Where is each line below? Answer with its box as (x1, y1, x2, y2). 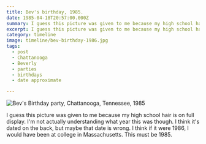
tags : (6, 44, 20, 50)
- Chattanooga (12, 55, 48, 61)
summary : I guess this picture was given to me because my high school (6, 20, 193, 26)
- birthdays (12, 72, 43, 78)
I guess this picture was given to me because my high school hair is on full (6, 112, 194, 119)
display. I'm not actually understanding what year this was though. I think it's (6, 118, 200, 126)
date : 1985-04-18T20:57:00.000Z (6, 15, 89, 21)
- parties (12, 66, 37, 72)
